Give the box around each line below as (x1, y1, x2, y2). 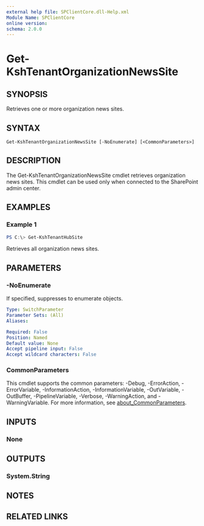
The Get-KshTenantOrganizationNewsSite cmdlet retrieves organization (6, 171, 186, 179)
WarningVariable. (6, 399, 50, 406)
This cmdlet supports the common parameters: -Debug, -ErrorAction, (6, 379, 181, 387)
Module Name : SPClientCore (6, 15, 75, 21)
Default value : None (6, 340, 59, 347)
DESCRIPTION (6, 156, 61, 166)
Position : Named (6, 334, 47, 341)
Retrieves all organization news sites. (6, 245, 99, 252)
